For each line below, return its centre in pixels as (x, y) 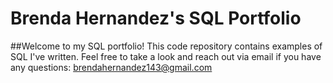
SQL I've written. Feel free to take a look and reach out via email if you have (166, 56)
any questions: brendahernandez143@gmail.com (111, 67)
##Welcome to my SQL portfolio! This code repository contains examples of (166, 46)
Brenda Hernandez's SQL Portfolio (156, 18)
